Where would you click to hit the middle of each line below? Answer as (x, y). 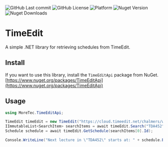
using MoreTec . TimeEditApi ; (34, 112)
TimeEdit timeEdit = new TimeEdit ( (42, 122)
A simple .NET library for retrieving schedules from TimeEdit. (68, 47)
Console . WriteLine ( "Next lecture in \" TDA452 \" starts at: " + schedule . (84, 140)
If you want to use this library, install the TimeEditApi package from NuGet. (82, 74)
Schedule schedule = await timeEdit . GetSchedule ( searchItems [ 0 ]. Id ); (79, 131)
